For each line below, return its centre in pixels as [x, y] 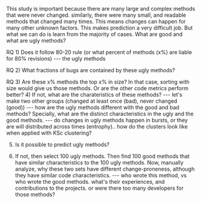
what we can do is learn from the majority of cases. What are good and [94, 34]
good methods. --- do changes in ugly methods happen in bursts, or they [97, 120]
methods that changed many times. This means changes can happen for [96, 21]
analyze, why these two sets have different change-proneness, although [105, 169]
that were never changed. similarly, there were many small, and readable [96, 15]
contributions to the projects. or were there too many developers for [99, 188]
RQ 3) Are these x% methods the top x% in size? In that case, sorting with [98, 82]
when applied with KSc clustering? [49, 133]
